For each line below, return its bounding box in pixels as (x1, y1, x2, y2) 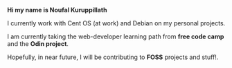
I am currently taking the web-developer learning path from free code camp (7, 32, 224, 41)
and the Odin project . (7, 40, 69, 47)
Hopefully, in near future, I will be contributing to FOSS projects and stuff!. (7, 53, 219, 61)
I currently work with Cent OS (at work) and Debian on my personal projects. (7, 19, 226, 27)
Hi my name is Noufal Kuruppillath (7, 6, 107, 14)
